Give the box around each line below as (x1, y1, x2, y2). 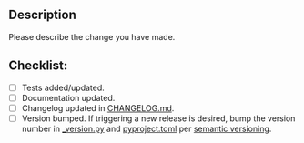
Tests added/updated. (21, 82, 106, 93)
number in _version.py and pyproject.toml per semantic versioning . (21, 123, 272, 134)
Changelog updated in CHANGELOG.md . (21, 102, 175, 113)
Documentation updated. (21, 92, 116, 103)
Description (8, 7, 76, 23)
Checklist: (8, 58, 68, 74)
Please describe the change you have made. (8, 31, 176, 42)
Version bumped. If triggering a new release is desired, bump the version (21, 113, 296, 124)
